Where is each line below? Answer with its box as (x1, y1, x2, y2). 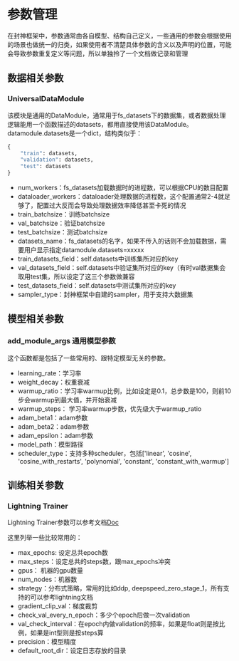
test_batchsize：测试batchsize (17, 228, 108, 236)
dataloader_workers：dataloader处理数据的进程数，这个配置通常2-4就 (17, 192, 224, 200)
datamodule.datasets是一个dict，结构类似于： (7, 129, 142, 137)
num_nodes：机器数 (17, 575, 78, 584)
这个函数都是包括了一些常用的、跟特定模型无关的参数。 (7, 353, 169, 362)
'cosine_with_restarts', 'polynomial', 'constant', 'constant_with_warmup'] (17, 457, 230, 465)
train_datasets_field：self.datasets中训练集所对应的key (17, 254, 179, 263)
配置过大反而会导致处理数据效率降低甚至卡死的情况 (36, 201, 186, 209)
